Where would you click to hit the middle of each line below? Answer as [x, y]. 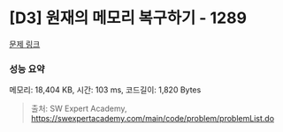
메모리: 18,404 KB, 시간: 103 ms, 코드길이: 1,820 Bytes [105, 90]
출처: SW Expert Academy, [79, 109]
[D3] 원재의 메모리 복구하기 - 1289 [128, 18]
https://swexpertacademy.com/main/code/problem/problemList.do [153, 119]
